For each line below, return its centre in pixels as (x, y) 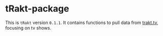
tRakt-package (37, 9)
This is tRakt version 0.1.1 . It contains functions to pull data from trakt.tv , (82, 22)
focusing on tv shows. (28, 27)
